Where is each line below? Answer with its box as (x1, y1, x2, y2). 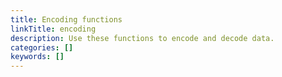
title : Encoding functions (10, 14, 123, 25)
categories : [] (10, 42, 74, 53)
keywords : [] (10, 52, 65, 62)
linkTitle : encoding (10, 24, 97, 34)
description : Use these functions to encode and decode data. (10, 33, 275, 43)
